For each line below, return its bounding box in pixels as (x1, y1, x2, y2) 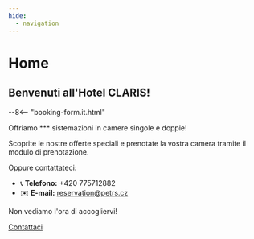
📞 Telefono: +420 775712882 (19, 178, 117, 187)
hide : (8, 11, 27, 20)
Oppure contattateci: (8, 163, 77, 172)
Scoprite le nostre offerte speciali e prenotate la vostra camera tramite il (8, 138, 247, 148)
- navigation (15, 19, 59, 27)
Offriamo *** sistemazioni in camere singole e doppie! (8, 122, 187, 133)
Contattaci (8, 222, 43, 232)
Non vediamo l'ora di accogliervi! (8, 206, 118, 216)
